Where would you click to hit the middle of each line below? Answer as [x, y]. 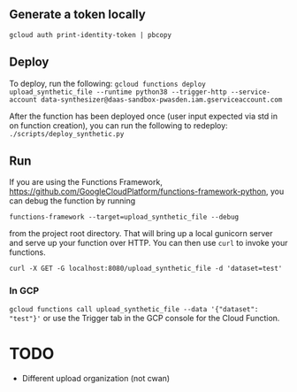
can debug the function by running [72, 201]
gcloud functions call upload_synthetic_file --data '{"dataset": [134, 309]
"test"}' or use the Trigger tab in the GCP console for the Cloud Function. [145, 318]
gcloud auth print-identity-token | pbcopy [91, 35]
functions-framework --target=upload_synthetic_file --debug [124, 217]
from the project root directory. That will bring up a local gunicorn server [141, 234]
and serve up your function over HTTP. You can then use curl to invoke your [149, 243]
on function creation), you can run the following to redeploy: [118, 125]
